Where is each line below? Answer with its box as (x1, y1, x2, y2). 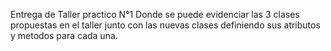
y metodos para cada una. (10, 30, 118, 41)
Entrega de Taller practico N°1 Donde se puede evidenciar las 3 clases (10, 9, 300, 20)
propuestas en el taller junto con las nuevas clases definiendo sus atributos (10, 19, 321, 31)
